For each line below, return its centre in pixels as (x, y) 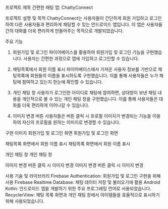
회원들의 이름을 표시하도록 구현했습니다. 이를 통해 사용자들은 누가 (94, 75)
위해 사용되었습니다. (25, 201)
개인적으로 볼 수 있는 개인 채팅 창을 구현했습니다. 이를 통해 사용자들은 (90, 99)
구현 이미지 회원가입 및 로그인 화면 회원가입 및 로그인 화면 (62, 133)
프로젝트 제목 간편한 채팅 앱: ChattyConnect (49, 7)
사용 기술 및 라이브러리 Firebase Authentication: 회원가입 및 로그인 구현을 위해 (83, 176)
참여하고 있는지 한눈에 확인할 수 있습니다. (63, 82)
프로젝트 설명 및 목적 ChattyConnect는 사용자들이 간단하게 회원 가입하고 (77, 18)
